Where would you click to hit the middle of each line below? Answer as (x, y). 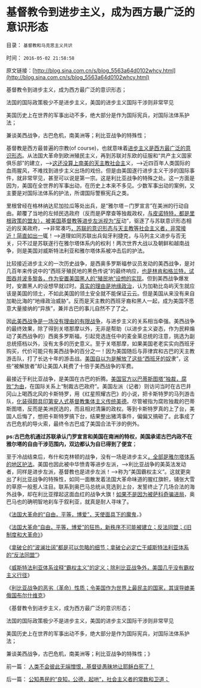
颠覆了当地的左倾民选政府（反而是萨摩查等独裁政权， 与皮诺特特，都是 (103, 213)
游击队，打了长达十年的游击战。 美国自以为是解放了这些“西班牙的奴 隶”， (95, 358)
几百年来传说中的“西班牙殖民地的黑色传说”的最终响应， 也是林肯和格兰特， (98, 271)
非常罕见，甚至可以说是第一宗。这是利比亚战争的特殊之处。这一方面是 (108, 178)
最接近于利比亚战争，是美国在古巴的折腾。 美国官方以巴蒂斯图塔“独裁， (94, 379)
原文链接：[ (20, 70)
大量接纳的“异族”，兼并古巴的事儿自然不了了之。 (71, 308)
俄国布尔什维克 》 (27, 595)
